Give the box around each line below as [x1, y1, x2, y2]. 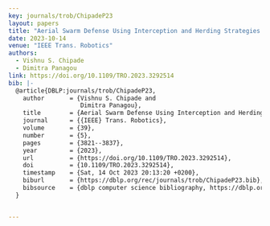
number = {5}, [22, 131, 92, 139]
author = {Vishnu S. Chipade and [22, 94, 157, 102]
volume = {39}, [22, 124, 95, 132]
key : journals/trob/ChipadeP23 [8, 11, 113, 20]
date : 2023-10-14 [8, 34, 67, 43]
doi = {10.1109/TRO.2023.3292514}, [22, 162, 174, 170]
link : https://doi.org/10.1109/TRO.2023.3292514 [8, 72, 174, 80]
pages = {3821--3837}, [22, 138, 125, 147]
